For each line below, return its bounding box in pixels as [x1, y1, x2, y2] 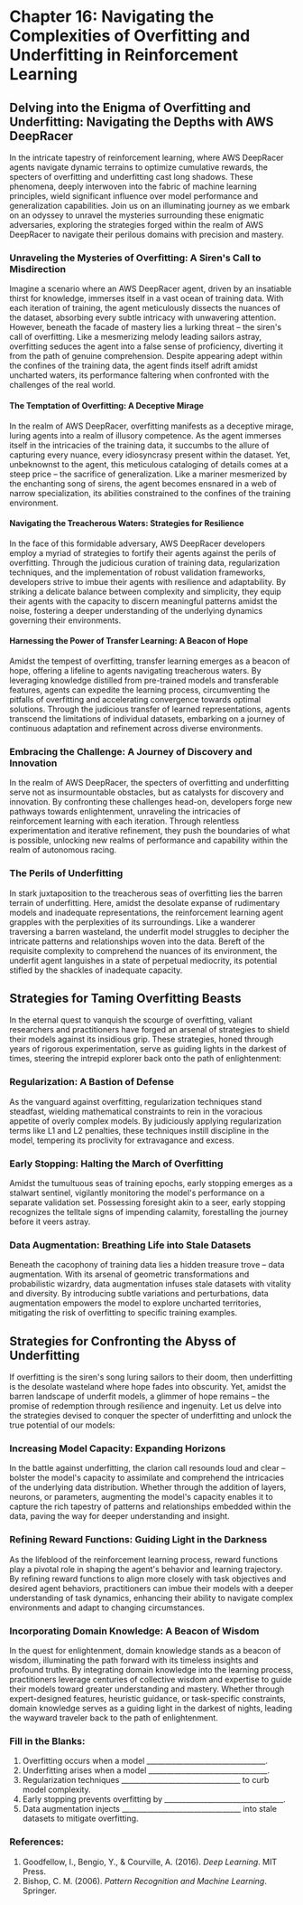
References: [9, 1835, 65, 1848]
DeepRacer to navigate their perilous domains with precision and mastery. [9, 229, 284, 240]
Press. [22, 1865, 47, 1877]
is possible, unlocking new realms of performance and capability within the [9, 835, 289, 846]
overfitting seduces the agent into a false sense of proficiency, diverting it [9, 341, 284, 352]
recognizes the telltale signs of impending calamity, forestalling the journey [9, 1206, 289, 1217]
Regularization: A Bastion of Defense [9, 1076, 174, 1089]
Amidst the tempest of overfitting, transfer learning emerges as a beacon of [9, 655, 290, 666]
